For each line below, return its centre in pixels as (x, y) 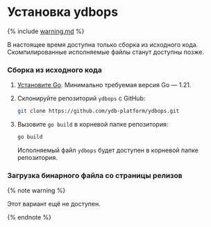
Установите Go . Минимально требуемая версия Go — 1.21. (104, 85)
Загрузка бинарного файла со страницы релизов (95, 175)
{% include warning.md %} (46, 31)
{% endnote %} (29, 217)
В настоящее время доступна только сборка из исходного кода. (103, 44)
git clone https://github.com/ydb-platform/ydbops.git (98, 111)
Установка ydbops (63, 12)
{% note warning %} (36, 190)
